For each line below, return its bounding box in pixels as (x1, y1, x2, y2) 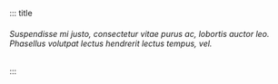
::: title (9, 8, 34, 18)
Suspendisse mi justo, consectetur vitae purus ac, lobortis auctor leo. (9, 28, 270, 39)
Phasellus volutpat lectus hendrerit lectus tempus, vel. (9, 38, 213, 49)
